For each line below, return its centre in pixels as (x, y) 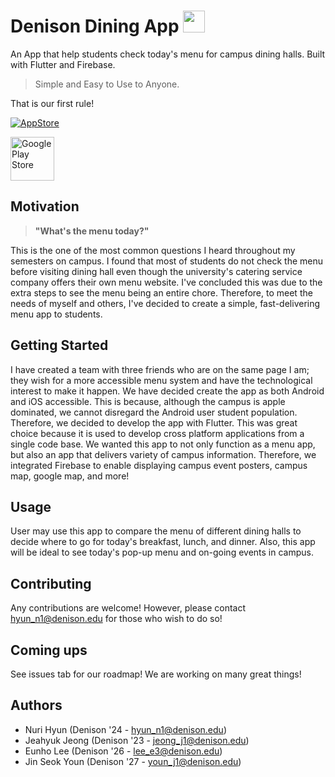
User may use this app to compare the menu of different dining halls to (156, 531)
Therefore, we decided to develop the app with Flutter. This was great (154, 422)
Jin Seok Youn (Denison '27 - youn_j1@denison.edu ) (133, 761)
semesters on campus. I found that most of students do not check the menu (166, 261)
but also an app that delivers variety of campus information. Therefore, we (163, 454)
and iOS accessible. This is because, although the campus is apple (148, 401)
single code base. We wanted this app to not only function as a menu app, (163, 444)
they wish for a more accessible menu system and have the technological (161, 380)
